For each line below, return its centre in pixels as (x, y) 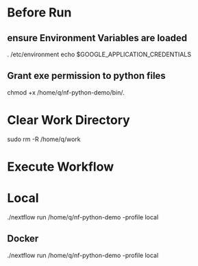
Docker (23, 239)
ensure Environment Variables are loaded (97, 38)
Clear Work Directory (69, 120)
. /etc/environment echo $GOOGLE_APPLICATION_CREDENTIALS (99, 54)
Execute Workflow (61, 167)
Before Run (39, 13)
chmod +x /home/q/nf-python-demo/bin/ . (66, 92)
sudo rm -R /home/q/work (44, 139)
